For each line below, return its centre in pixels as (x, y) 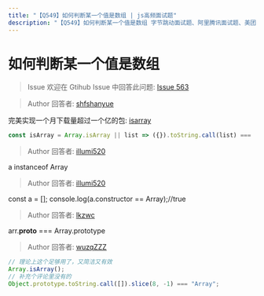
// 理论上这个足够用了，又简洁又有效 (60, 262)
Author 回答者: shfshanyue (70, 104)
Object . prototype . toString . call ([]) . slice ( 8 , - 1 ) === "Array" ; (114, 283)
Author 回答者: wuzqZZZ (67, 247)
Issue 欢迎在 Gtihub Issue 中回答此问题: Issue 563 (108, 87)
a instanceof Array (38, 167)
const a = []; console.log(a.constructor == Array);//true (97, 199)
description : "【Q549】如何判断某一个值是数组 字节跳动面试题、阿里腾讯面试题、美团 (132, 23)
